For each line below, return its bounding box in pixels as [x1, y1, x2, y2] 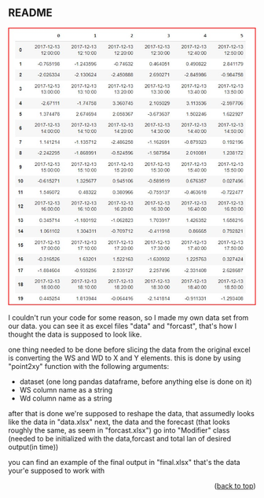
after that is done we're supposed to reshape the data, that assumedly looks [8, 409, 255, 419]
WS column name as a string [19, 385, 113, 395]
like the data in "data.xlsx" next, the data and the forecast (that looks [8, 417, 230, 427]
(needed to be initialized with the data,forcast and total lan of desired [8, 434, 232, 444]
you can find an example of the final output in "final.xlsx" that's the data [8, 458, 241, 467]
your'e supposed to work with [8, 466, 105, 475]
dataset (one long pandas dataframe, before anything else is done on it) [19, 377, 253, 386]
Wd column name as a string [19, 393, 112, 404]
